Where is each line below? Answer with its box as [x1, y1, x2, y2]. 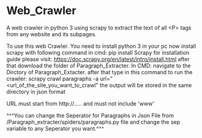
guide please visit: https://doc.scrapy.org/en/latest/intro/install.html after [6, 55, 190, 63]
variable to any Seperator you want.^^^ [6, 125, 104, 132]
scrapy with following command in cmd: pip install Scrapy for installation [6, 48, 190, 56]
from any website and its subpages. [6, 30, 97, 37]
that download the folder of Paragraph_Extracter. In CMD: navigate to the [6, 62, 192, 69]
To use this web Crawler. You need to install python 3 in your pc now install [6, 42, 196, 50]
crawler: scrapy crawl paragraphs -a [6, 75, 99, 82]
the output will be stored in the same [99, 81, 192, 89]
